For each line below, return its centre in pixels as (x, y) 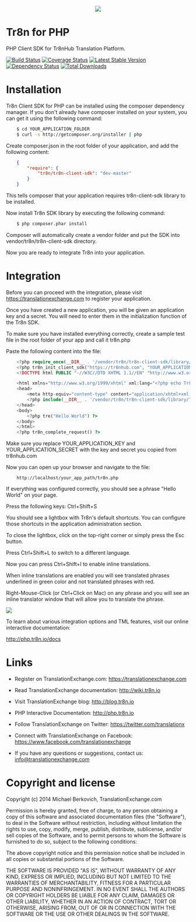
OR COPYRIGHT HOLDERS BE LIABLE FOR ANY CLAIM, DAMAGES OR (90, 896)
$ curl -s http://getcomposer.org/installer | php (79, 135)
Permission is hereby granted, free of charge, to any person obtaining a (92, 811)
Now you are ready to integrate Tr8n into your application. (76, 252)
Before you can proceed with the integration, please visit (74, 292)
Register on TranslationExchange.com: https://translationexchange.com (100, 679)
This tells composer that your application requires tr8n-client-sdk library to (96, 195)
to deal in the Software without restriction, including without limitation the (94, 823)
